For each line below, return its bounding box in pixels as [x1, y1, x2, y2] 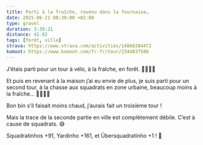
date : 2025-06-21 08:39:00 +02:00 [6, 15, 95, 21]
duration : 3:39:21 [6, 26, 53, 32]
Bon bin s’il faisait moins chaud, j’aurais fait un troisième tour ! [6, 102, 162, 109]
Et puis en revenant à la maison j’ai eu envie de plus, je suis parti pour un [6, 77, 190, 84]
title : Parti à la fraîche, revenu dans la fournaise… [6, 9, 149, 15]
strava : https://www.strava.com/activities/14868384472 [6, 43, 152, 49]
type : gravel [6, 20, 40, 26]
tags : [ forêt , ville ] [6, 37, 62, 43]
